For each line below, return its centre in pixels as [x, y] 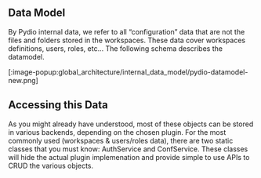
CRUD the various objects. [51, 165]
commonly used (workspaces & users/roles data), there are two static [121, 140]
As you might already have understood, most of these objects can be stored [131, 124]
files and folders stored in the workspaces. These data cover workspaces [127, 40]
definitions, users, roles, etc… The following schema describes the [116, 48]
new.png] [24, 80]
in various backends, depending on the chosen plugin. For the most [117, 132]
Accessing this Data [58, 105]
